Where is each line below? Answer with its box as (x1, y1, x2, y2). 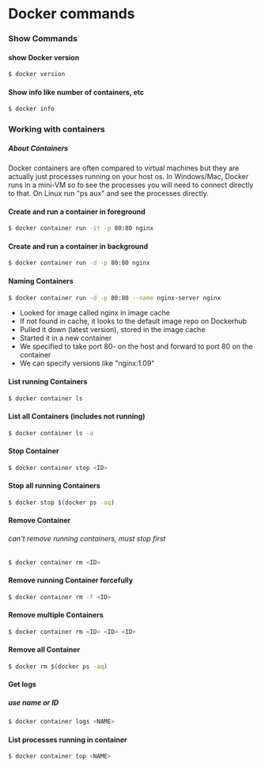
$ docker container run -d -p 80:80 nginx (8, 259, 150, 267)
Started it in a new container (19, 334, 112, 343)
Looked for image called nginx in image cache (19, 308, 170, 318)
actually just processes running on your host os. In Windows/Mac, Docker (8, 172, 249, 181)
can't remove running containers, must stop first (8, 533, 166, 543)
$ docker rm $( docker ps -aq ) (8, 663, 108, 671)
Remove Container (8, 516, 71, 525)
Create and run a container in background (8, 241, 149, 250)
